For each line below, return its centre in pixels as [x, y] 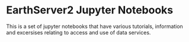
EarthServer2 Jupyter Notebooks [90, 10]
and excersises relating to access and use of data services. [79, 32]
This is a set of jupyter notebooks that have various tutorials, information [95, 26]
